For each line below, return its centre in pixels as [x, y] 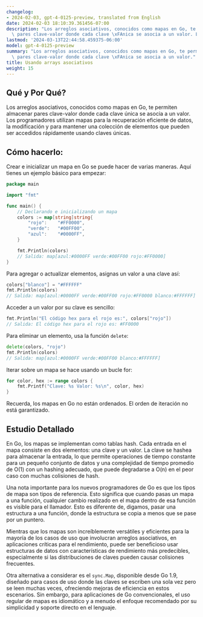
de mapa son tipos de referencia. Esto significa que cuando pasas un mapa [100, 493]
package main [23, 184]
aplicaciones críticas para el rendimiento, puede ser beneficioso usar [92, 544]
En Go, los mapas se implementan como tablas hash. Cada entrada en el [96, 443]
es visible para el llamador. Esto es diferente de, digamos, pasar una [91, 507]
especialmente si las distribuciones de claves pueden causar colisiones [95, 557]
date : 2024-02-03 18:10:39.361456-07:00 [58, 23]
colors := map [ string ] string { [55, 217]
